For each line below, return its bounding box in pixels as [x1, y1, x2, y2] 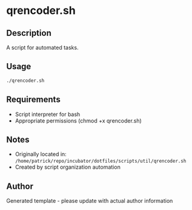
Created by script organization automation [15, 163, 121, 171]
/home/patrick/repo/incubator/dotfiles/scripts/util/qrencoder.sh [15, 158, 187, 164]
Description [6, 28, 51, 38]
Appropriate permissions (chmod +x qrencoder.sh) [15, 117, 142, 124]
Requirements [6, 95, 61, 105]
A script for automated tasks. [6, 44, 79, 51]
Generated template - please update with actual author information [6, 197, 173, 205]
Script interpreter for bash [15, 110, 81, 118]
